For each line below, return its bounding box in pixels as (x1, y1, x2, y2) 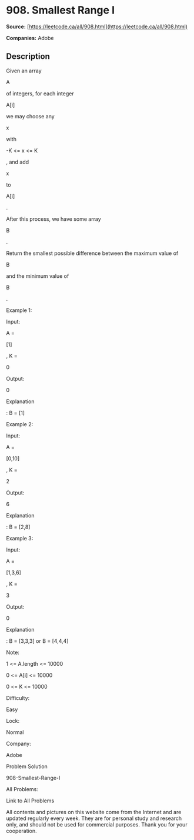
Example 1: (6, 307, 32, 314)
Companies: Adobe (6, 34, 54, 41)
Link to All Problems (6, 797, 55, 804)
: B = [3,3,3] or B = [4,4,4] (6, 637, 69, 645)
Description (6, 51, 50, 62)
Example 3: (6, 534, 34, 542)
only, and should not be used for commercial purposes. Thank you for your (6, 821, 188, 828)
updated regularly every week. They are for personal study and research (6, 815, 182, 822)
